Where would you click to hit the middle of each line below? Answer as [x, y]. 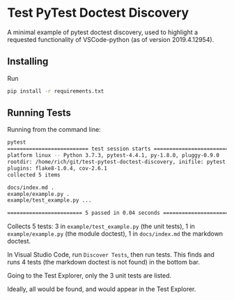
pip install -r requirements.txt [56, 91]
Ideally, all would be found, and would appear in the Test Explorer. [102, 289]
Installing [28, 62]
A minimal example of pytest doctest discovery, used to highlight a [103, 32]
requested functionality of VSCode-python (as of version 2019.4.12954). [111, 39]
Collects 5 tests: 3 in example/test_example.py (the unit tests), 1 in [101, 226]
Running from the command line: [54, 130]
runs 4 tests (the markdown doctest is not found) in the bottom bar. [104, 262]
